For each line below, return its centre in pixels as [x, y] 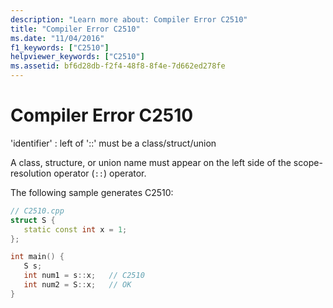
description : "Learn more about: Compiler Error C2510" [129, 19]
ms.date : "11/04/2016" [57, 38]
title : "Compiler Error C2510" [75, 29]
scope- [308, 162]
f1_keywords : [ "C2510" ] [60, 47]
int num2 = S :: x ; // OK [77, 285]
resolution [31, 173]
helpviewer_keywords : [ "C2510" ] [77, 57]
